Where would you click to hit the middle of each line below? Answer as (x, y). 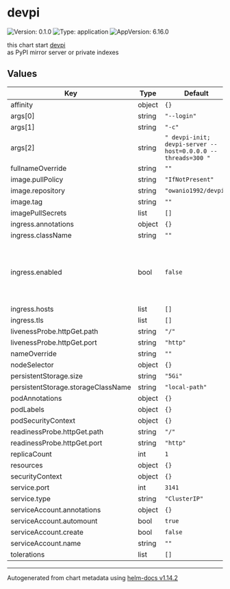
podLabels (27, 409)
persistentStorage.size (47, 376)
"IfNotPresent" (189, 179)
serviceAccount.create (47, 532)
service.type (31, 498)
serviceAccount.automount (54, 521)
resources (27, 465)
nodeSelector (32, 365)
